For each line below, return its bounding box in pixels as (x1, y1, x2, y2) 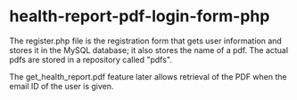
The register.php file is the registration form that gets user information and (9, 35, 283, 46)
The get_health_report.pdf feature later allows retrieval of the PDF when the (9, 71, 287, 81)
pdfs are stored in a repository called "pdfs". (9, 54, 172, 65)
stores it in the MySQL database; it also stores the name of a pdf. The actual (9, 44, 288, 55)
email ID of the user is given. (9, 81, 114, 91)
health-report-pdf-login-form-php (9, 6, 270, 27)
